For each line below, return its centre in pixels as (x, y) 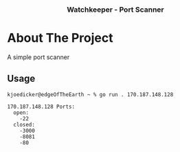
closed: (24, 124)
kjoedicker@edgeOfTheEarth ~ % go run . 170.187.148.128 (90, 94)
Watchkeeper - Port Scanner (115, 10)
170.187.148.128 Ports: (41, 107)
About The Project (60, 38)
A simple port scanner (38, 57)
